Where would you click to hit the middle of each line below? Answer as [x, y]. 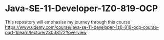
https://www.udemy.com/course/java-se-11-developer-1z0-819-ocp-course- [82, 27]
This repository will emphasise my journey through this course [68, 22]
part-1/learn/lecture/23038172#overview [46, 32]
